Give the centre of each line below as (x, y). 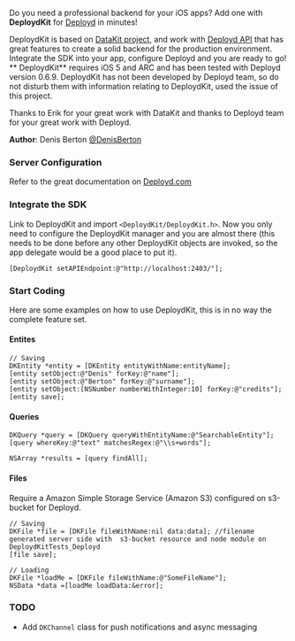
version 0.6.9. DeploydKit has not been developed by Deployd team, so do (144, 77)
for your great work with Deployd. (71, 122)
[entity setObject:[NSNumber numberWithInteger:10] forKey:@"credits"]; (146, 390)
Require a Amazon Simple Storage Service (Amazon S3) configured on (138, 498)
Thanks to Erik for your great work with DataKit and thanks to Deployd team (147, 113)
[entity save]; (37, 398)
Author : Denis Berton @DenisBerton (76, 139)
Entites (23, 339)
